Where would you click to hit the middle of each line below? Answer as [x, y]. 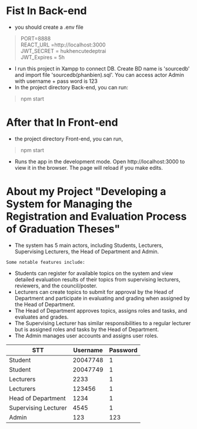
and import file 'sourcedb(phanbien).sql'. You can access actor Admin [99, 75]
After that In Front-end [62, 123]
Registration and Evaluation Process [96, 217]
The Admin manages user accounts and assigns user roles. [86, 336]
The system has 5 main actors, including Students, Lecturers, [89, 245]
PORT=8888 [36, 38]
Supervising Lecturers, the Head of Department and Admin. [87, 252]
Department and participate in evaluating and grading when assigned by [102, 298]
